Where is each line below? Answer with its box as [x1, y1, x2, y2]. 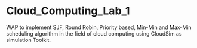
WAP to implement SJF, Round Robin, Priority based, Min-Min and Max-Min [6, 24, 192, 31]
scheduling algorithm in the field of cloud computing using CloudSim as [6, 30, 182, 37]
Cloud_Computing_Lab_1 [6, 4, 130, 18]
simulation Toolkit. [6, 36, 51, 43]
